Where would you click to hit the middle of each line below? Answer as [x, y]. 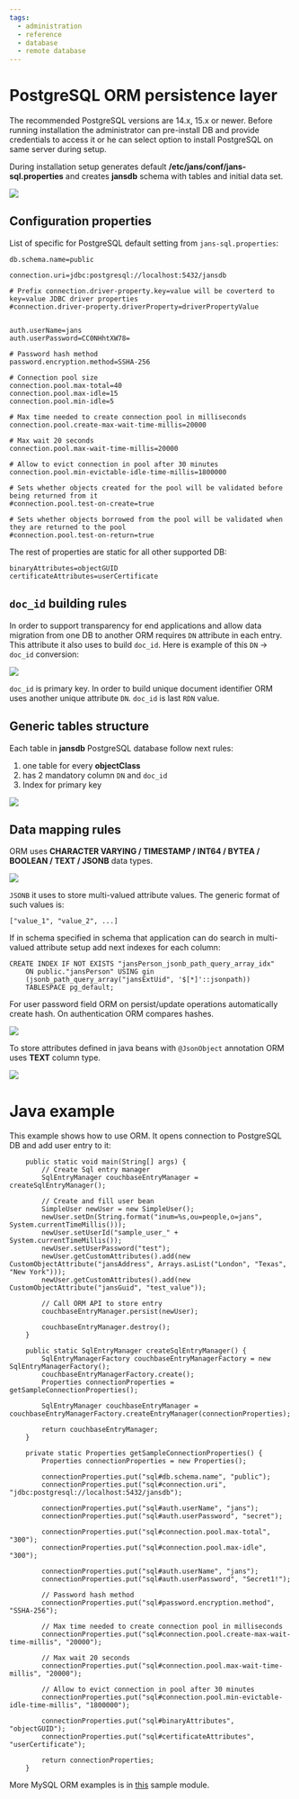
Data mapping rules [65, 829]
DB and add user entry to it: [60, 1146]
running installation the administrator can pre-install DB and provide [135, 130]
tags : [19, 18]
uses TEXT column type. [55, 1057]
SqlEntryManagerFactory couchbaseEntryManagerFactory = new [156, 1359]
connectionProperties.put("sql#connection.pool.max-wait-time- [162, 1666]
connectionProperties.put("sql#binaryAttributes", [138, 1721]
